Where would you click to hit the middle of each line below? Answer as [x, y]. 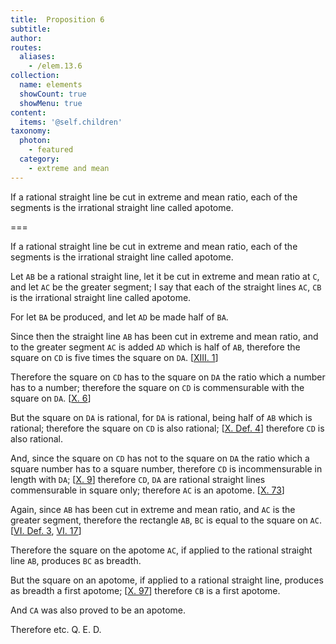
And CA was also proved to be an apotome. [98, 610]
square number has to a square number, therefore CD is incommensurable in [166, 468]
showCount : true [53, 94]
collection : [35, 76]
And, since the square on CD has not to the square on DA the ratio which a [160, 458]
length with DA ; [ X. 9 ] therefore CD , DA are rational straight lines [138, 479]
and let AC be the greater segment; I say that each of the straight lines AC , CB [166, 287]
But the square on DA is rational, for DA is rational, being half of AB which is [161, 417]
